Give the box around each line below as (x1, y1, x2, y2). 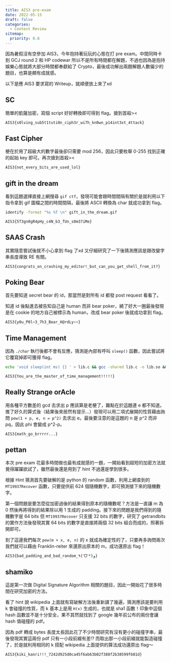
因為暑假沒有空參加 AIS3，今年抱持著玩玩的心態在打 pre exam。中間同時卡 (5, 51, 162, 57)
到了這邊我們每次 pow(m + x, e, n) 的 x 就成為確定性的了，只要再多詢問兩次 (5, 537, 165, 543)
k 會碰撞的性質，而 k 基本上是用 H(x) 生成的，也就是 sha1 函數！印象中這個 (5, 605, 162, 611)
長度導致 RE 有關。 (9, 254, 49, 260)
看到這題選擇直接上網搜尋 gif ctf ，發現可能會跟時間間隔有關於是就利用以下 (5, 193, 165, 200)
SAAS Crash (5, 233, 45, 242)
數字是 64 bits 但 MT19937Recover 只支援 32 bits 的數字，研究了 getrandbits (9, 513, 166, 520)
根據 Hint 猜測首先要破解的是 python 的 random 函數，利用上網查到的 (5, 477, 150, 483)
